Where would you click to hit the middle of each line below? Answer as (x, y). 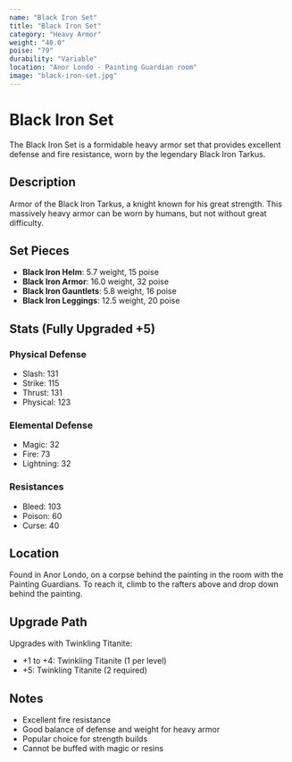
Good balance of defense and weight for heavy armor (121, 730)
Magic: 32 (41, 445)
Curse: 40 (41, 525)
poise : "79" (31, 51)
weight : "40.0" (38, 42)
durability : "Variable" (54, 59)
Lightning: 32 (46, 464)
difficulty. (27, 222)
